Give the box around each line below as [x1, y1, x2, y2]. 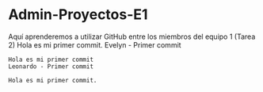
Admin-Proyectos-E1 [8, 6, 148, 24]
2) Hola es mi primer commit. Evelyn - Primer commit [8, 40, 181, 49]
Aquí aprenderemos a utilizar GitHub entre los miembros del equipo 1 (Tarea [8, 32, 256, 41]
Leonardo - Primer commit [8, 62, 93, 71]
